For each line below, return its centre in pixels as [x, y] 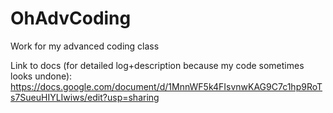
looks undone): [41, 76]
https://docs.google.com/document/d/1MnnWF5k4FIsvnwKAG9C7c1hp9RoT [166, 86]
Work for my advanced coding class [85, 46]
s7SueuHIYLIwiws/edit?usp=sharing [85, 97]
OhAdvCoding [71, 18]
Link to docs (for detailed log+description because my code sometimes [157, 65]
